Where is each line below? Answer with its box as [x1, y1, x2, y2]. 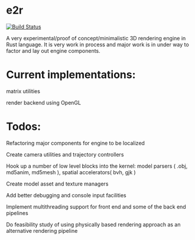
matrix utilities [6, 87, 40, 95]
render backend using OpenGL [6, 99, 82, 106]
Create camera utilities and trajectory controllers [6, 151, 124, 158]
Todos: [6, 120, 41, 133]
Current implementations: [6, 68, 136, 82]
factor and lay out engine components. [6, 47, 100, 54]
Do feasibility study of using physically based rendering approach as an [6, 220, 181, 228]
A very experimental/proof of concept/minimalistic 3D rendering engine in [6, 34, 186, 41]
